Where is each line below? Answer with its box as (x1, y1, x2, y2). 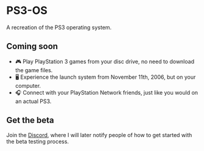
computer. (15, 82, 41, 89)
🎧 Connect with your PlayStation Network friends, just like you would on (15, 89, 199, 96)
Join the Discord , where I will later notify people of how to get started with (6, 131, 192, 138)
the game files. (15, 66, 53, 73)
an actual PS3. (15, 98, 52, 105)
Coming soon (6, 41, 58, 52)
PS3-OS (6, 4, 47, 18)
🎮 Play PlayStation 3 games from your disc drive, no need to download (15, 58, 195, 65)
